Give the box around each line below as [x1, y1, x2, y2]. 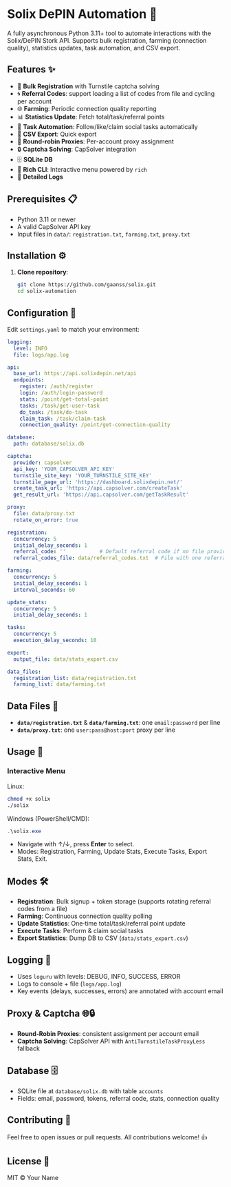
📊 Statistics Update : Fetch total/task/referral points [16, 112, 165, 121]
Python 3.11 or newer [16, 215, 76, 223]
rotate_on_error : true [13, 517, 78, 523]
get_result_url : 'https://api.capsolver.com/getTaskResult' [13, 491, 189, 499]
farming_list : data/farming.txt [13, 681, 107, 688]
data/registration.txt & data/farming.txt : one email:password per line [16, 719, 221, 727]
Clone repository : [16, 268, 69, 277]
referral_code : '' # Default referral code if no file [13, 548, 205, 555]
